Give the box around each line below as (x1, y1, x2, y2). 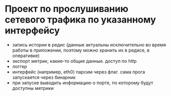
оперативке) (12, 52, 40, 59)
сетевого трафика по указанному (5, 14, 156, 26)
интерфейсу (5, 25, 60, 36)
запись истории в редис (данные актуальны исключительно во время (12, 41, 166, 47)
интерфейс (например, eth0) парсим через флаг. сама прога (12, 68, 145, 75)
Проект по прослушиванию (5, 3, 129, 15)
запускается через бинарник (12, 74, 76, 80)
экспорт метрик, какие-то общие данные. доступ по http (12, 58, 137, 64)
